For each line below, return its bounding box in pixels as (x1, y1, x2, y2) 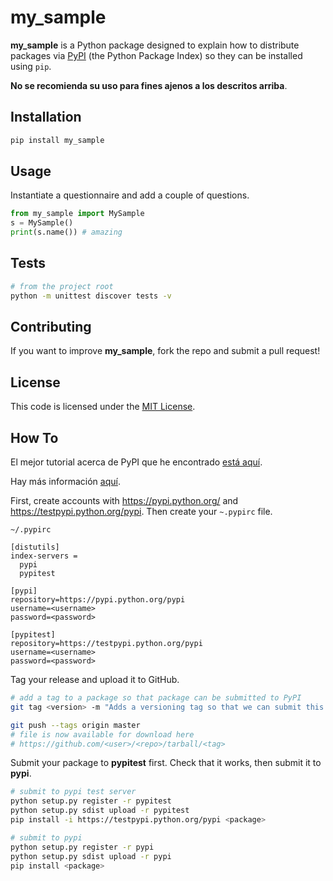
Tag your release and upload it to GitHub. (10, 674, 180, 686)
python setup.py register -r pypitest (10, 796, 172, 806)
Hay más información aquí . (10, 476, 121, 488)
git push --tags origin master (10, 720, 141, 730)
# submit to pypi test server (10, 787, 137, 797)
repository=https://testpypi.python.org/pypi (10, 639, 203, 649)
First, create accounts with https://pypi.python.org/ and (10, 495, 239, 507)
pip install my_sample (10, 135, 105, 145)
